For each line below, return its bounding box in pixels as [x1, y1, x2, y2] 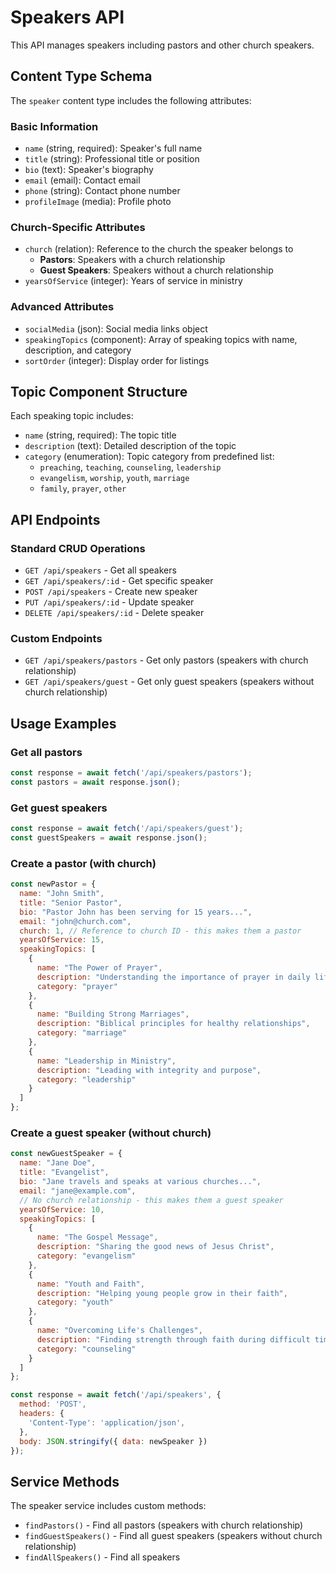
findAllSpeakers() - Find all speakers [24, 1551, 181, 1563]
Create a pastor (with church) [10, 856, 157, 870]
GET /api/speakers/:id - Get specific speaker [24, 575, 214, 587]
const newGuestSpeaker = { [10, 1149, 123, 1159]
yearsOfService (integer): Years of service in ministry [24, 275, 243, 287]
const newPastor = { [10, 879, 97, 890]
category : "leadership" [36, 1074, 137, 1085]
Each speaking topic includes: [10, 410, 134, 422]
